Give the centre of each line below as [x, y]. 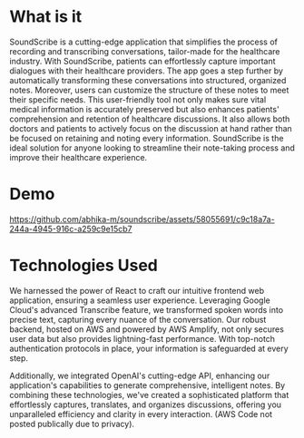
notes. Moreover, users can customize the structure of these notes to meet [149, 90]
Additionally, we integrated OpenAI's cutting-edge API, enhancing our [140, 375]
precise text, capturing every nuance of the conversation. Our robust [138, 319]
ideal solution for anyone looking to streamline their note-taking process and [152, 148]
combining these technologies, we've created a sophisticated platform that [149, 394]
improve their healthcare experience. [78, 157]
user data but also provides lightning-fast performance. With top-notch [142, 338]
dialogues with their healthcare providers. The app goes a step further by [147, 71]
